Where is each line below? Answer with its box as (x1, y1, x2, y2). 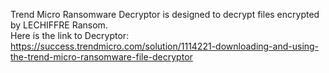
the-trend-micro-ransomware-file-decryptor (10, 51, 193, 63)
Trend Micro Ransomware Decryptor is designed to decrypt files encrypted (10, 9, 320, 20)
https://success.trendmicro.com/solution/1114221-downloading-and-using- (10, 40, 320, 52)
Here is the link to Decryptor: (10, 30, 130, 41)
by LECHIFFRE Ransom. (10, 19, 108, 31)
